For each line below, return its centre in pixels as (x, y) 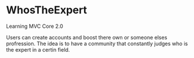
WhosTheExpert (46, 10)
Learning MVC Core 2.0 (35, 26)
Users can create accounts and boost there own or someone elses (87, 37)
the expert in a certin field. (38, 49)
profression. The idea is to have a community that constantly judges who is (97, 43)
